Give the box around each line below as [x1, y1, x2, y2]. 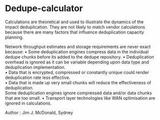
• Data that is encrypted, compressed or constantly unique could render [5, 69, 149, 75]
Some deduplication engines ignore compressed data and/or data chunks [5, 90, 152, 96]
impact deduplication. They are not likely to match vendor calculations [5, 24, 145, 30]
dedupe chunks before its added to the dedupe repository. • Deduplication [5, 54, 154, 60]
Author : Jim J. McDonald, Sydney [5, 109, 73, 115]
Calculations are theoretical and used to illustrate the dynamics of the [5, 19, 144, 25]
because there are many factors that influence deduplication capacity [5, 29, 144, 35]
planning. [5, 34, 24, 40]
